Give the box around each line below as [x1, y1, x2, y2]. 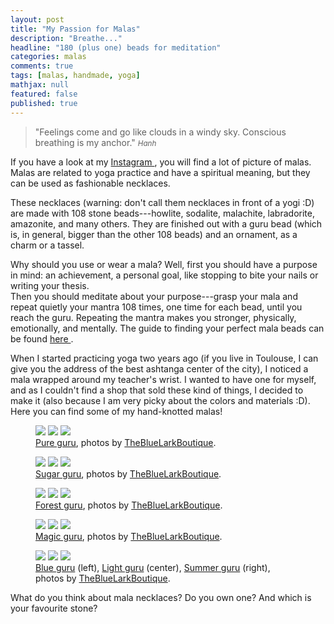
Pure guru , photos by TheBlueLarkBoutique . [35, 436, 217, 448]
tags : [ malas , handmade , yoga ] [10, 71, 141, 81]
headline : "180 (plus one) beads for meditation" [10, 42, 222, 53]
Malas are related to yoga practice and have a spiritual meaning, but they [10, 166, 311, 178]
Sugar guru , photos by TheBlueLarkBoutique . [35, 467, 222, 480]
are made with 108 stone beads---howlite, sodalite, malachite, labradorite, [10, 207, 315, 219]
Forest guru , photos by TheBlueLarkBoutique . [35, 499, 223, 511]
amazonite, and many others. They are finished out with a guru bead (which [10, 217, 323, 230]
